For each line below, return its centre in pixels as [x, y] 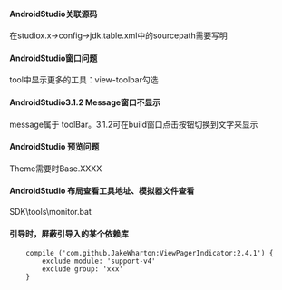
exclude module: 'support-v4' [99, 261]
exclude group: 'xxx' [83, 269]
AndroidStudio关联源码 [53, 14]
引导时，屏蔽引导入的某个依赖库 [69, 233]
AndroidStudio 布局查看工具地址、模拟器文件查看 [102, 191]
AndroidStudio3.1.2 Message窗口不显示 [85, 102]
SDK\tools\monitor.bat [51, 212]
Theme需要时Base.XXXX [56, 169]
